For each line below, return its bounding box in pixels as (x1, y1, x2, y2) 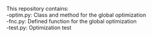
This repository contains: (6, 5, 69, 12)
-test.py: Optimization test (6, 24, 72, 31)
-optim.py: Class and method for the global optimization (6, 11, 147, 18)
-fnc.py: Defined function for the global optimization (6, 18, 137, 24)
